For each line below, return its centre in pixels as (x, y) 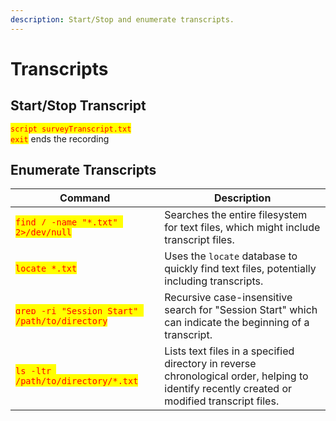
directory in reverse (210, 364)
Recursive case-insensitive (228, 298)
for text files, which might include (242, 228)
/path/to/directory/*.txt (77, 381)
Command (85, 198)
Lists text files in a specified (229, 351)
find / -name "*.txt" (66, 222)
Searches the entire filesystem (236, 215)
